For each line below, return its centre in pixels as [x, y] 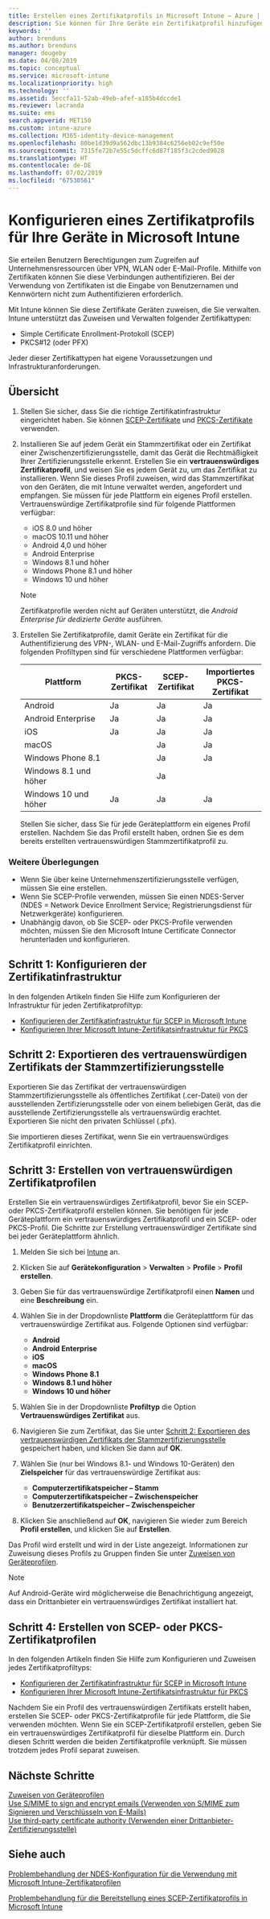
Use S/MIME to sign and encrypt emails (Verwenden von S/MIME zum [124, 1803]
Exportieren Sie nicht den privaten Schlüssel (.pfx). [92, 1121]
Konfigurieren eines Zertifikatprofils [132, 220]
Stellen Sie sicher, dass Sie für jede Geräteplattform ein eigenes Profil [135, 824]
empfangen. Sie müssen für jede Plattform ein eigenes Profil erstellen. [136, 495]
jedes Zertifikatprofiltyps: [50, 1668]
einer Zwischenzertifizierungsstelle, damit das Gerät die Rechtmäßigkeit [139, 453]
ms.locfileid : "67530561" [51, 181]
